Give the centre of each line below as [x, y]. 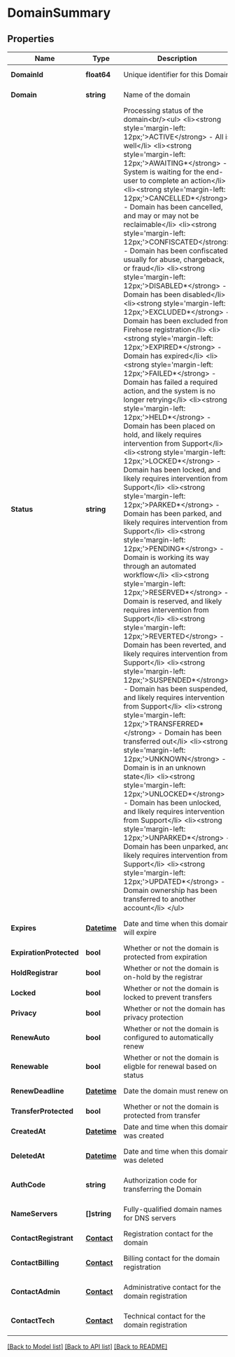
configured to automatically [169, 1037]
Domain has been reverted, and [175, 645]
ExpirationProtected [45, 953]
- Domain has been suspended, [176, 689]
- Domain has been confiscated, [177, 251]
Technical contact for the [164, 1316]
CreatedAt [28, 1131]
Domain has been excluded [168, 321]
